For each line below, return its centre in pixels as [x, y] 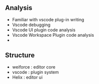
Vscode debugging [31, 25]
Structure [20, 55]
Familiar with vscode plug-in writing [48, 19]
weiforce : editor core [34, 67]
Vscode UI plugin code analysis [44, 30]
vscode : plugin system [36, 72]
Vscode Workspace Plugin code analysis [53, 35]
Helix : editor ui [27, 77]
